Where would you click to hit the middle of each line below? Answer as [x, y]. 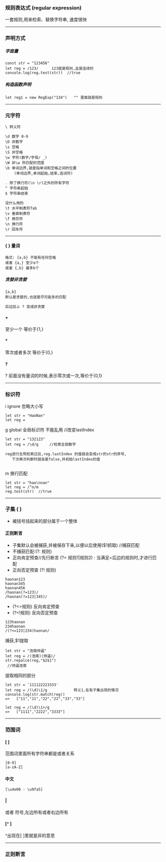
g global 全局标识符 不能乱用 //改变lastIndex [50, 430]
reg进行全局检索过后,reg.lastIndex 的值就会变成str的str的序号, [66, 454]
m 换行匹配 [17, 473]
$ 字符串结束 [17, 194]
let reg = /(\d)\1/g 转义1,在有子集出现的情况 [62, 690]
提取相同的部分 [20, 676]
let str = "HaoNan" [25, 415]
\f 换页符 [14, 219]
